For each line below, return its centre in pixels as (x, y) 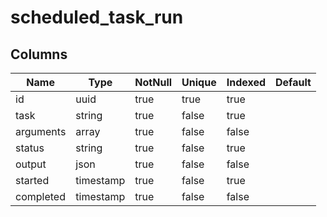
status (30, 148)
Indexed (246, 82)
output (31, 164)
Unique (199, 82)
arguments (41, 131)
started (32, 180)
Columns (39, 54)
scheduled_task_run (97, 17)
